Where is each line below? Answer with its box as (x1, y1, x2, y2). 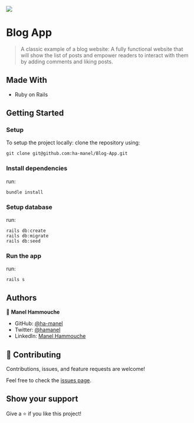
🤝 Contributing (6, 350, 61, 360)
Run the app (6, 251, 41, 260)
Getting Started (6, 108, 64, 118)
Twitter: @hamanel (14, 326, 61, 334)
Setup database (6, 203, 53, 211)
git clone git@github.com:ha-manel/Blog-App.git (6, 151, 128, 157)
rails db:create (6, 228, 46, 234)
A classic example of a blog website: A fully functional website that (20, 45, 183, 53)
